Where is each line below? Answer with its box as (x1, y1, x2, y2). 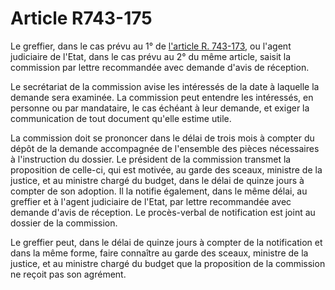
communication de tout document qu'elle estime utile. (10, 112, 232, 124)
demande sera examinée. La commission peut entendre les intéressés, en (10, 91, 314, 103)
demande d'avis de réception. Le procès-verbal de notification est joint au (10, 206, 316, 218)
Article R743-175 (10, 7, 153, 30)
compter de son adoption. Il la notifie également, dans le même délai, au (10, 185, 308, 197)
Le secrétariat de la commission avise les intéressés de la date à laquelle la (10, 80, 320, 92)
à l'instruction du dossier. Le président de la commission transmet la (10, 153, 292, 165)
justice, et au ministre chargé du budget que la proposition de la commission (10, 257, 326, 269)
